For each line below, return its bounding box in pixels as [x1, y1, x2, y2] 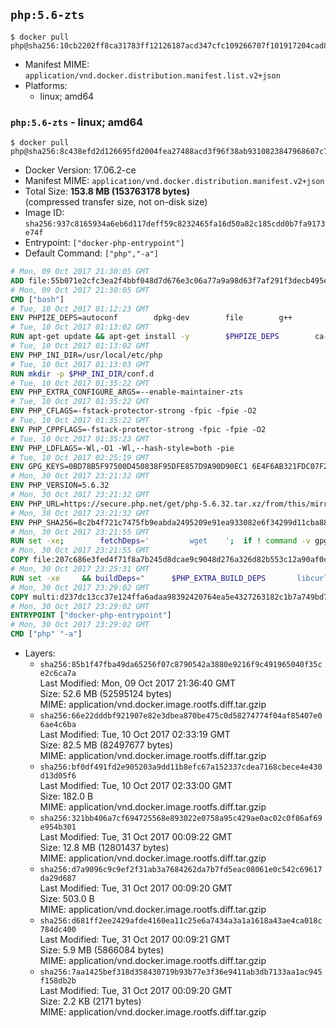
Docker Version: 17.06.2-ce [24, 164, 137, 176]
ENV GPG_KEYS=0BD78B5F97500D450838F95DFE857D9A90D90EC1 [10, 462, 248, 472]
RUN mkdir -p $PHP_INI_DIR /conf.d [10, 369, 155, 379]
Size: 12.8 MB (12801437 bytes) [39, 842, 170, 854]
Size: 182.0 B [39, 790, 94, 803]
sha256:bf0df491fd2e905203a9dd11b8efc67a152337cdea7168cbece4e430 [39, 762, 323, 773]
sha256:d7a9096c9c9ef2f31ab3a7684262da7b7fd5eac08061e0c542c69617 [39, 865, 323, 875]
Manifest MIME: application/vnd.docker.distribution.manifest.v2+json [24, 175, 325, 187]
